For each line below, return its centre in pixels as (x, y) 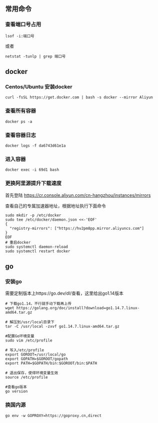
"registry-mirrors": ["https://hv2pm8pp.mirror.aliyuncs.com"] (77, 228)
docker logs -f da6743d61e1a (35, 146)
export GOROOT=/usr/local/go (35, 355)
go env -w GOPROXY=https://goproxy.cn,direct (53, 416)
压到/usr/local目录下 (34, 322)
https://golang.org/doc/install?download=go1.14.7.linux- (78, 308)
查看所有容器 (21, 111)
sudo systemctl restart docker (38, 251)
